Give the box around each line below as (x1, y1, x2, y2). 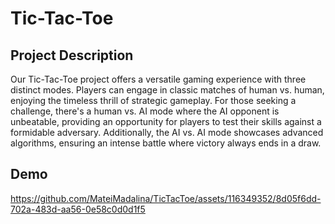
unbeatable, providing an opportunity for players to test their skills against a (10, 116, 322, 127)
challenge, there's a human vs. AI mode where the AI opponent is (10, 105, 280, 117)
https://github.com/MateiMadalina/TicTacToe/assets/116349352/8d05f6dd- (10, 192, 322, 204)
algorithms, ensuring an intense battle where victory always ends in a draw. (10, 137, 322, 149)
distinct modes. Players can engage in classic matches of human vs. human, (10, 84, 325, 96)
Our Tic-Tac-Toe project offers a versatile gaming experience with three (10, 73, 307, 85)
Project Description (10, 47, 134, 64)
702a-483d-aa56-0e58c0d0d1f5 (10, 203, 146, 215)
